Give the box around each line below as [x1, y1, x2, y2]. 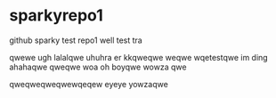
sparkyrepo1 [9, 5, 104, 26]
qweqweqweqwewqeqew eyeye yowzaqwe [9, 78, 169, 89]
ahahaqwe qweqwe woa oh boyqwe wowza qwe [9, 61, 187, 72]
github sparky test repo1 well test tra [9, 35, 142, 45]
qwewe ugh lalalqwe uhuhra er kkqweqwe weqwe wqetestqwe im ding [9, 52, 269, 62]
